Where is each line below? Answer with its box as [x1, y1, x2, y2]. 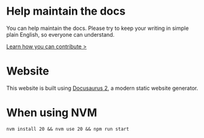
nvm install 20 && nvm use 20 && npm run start [6, 126, 130, 132]
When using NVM [6, 106, 97, 120]
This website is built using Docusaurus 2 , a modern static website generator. [6, 84, 199, 92]
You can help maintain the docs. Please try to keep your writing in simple [6, 24, 189, 32]
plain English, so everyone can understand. [6, 31, 114, 38]
